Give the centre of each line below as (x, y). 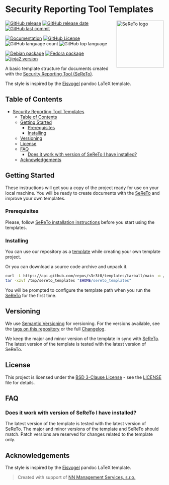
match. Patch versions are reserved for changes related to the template (79, 434)
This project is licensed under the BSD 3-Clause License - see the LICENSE (83, 377)
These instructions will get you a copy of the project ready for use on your (82, 188)
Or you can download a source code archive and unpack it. (66, 267)
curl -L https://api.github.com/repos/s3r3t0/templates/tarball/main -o (83, 276)
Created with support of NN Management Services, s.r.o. (76, 477)
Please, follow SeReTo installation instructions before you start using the (80, 222)
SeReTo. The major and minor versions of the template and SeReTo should (82, 429)
